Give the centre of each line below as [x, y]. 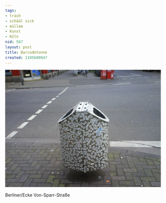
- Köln [12, 37]
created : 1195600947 [26, 58]
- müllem [14, 26]
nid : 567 [14, 42]
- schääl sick [20, 21]
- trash [13, 16]
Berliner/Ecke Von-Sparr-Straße [38, 195]
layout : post [19, 47]
